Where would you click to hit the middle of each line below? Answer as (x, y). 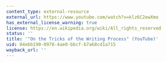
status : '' (20, 34)
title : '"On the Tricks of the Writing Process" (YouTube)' (83, 39)
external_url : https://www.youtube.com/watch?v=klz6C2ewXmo (83, 17)
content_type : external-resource (48, 12)
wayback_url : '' (26, 50)
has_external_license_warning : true (52, 22)
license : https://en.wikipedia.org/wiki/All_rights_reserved (84, 28)
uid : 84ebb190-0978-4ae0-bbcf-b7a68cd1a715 (61, 45)
